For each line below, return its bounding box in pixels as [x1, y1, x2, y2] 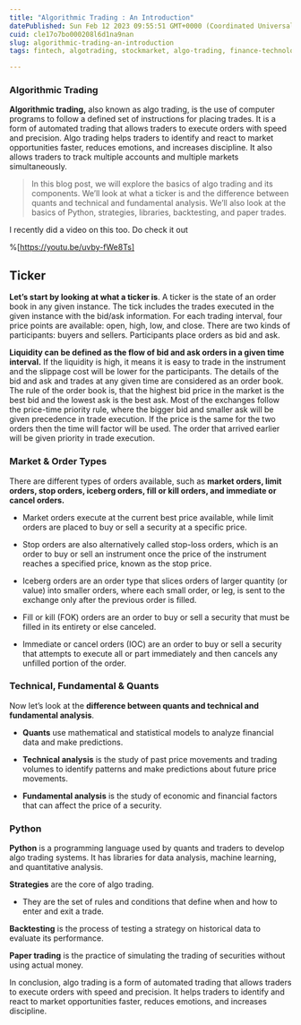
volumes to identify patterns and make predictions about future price [21, 763, 277, 774]
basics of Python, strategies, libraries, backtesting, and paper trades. [30, 207, 287, 218]
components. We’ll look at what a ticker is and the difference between [30, 188, 289, 199]
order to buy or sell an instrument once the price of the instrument [21, 548, 267, 559]
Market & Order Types [9, 455, 107, 468]
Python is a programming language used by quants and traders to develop [9, 843, 285, 854]
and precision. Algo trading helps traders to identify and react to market [9, 133, 274, 143]
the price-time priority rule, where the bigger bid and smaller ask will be [9, 404, 275, 415]
